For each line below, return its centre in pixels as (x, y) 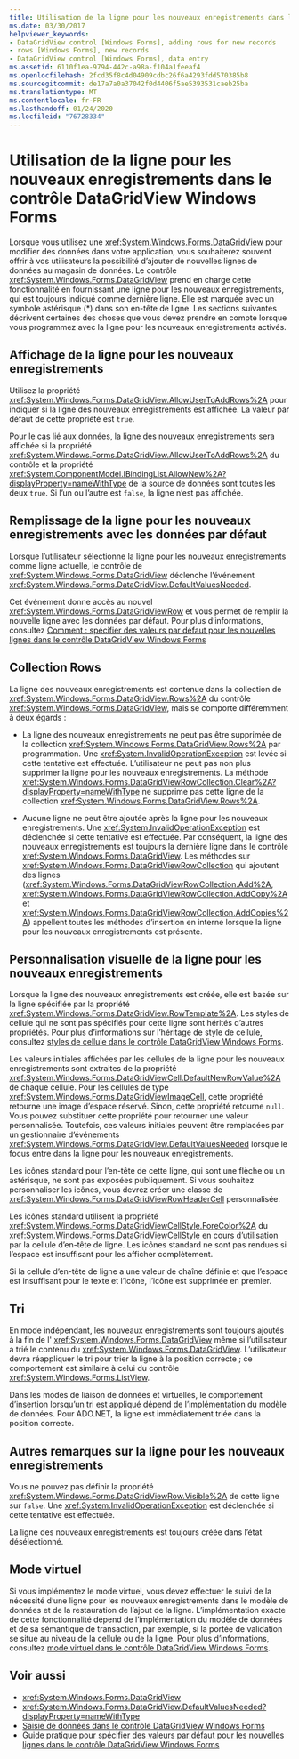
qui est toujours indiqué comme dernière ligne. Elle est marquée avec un (142, 299)
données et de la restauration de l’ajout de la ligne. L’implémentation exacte (148, 1610)
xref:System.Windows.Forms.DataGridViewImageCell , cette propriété (136, 1097)
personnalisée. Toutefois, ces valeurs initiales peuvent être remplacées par (147, 1126)
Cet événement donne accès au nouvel (81, 601)
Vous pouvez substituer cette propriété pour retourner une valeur (129, 1116)
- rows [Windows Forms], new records (79, 51)
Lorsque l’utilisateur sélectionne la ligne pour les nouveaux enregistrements (148, 556)
